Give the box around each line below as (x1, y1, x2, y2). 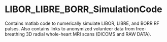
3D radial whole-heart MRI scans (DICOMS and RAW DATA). (25, 31, 152, 37)
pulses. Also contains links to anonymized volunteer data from (5, 25, 135, 31)
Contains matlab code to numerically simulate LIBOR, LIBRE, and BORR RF (5, 20, 159, 26)
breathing (5, 31, 25, 37)
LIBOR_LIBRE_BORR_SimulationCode (5, 4, 162, 15)
